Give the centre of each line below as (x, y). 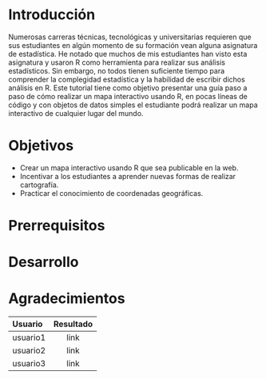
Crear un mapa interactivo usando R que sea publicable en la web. (129, 168)
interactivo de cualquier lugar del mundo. (76, 113)
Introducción (52, 15)
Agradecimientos (67, 299)
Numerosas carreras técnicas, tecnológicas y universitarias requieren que (130, 37)
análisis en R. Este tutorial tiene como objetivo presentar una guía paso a (128, 88)
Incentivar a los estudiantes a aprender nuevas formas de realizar (128, 176)
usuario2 (29, 351)
